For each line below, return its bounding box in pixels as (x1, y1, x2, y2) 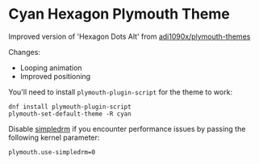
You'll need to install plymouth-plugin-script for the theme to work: (8, 86, 232, 97)
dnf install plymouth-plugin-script (8, 103, 132, 111)
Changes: (8, 47, 40, 57)
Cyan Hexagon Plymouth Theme (8, 5, 230, 23)
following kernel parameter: (8, 132, 100, 142)
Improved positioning (19, 71, 91, 81)
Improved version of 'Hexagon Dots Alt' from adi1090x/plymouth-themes (8, 32, 251, 41)
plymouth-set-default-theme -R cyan (8, 110, 132, 118)
